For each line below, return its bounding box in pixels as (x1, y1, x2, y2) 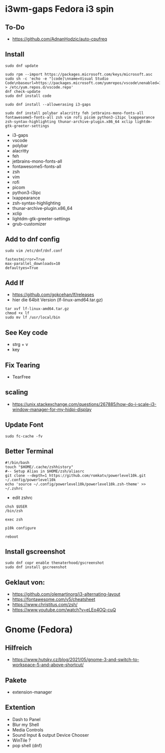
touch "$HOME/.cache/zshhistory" (5, 464, 74, 469)
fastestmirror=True (5, 257, 45, 261)
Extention (5, 703, 35, 712)
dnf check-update (5, 89, 41, 94)
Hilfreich (5, 643, 32, 652)
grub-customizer (12, 221, 47, 227)
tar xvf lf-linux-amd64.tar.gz (5, 306, 69, 312)
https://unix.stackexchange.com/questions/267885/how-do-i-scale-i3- (12, 401, 157, 407)
